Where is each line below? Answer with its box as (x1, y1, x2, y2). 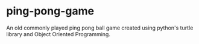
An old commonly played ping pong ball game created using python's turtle (6, 24, 194, 31)
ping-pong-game (6, 4, 95, 18)
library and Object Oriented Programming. (6, 30, 110, 37)
